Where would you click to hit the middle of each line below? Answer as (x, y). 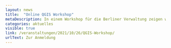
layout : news (19, 10)
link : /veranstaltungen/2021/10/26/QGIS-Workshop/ (60, 33)
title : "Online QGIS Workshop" (39, 14)
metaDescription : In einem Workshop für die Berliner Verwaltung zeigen (84, 19)
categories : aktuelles (29, 24)
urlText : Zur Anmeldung (31, 38)
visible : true (20, 28)
